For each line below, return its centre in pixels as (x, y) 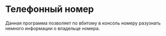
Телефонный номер (49, 9)
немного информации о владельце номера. (53, 28)
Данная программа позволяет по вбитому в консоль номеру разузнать (83, 23)
